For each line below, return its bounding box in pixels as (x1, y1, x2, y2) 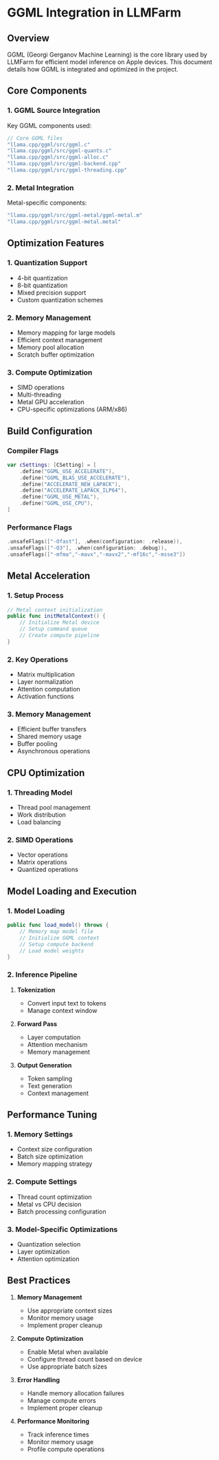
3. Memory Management (7, 709, 91, 719)
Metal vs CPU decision (16, 1200, 82, 1208)
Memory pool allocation (16, 343, 84, 351)
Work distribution (16, 811, 67, 819)
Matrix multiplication (16, 670, 76, 679)
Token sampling (27, 1074, 73, 1083)
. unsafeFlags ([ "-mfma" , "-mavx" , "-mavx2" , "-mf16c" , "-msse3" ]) (7, 551, 186, 558)
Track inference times (27, 1430, 89, 1439)
